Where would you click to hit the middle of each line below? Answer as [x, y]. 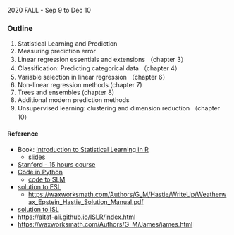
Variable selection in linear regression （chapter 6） [93, 77]
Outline [20, 28]
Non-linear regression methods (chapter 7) [80, 85]
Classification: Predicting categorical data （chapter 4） [99, 68]
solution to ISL [38, 209]
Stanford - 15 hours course [56, 164]
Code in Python [40, 172]
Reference [23, 134]
